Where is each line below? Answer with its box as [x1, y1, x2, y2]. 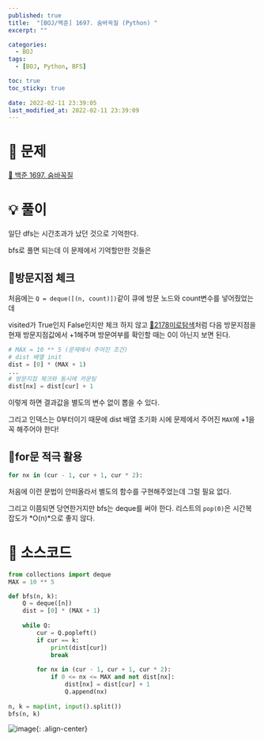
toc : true [8, 77, 41, 85]
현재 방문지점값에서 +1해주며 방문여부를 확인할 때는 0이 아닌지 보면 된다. [8, 330, 231, 339]
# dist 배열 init [8, 353, 62, 361]
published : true [8, 11, 62, 20]
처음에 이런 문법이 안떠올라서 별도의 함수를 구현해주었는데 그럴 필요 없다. [8, 486, 232, 496]
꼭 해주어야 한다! [8, 425, 59, 434]
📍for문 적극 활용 [8, 450, 83, 463]
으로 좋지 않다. [50, 513, 95, 523]
